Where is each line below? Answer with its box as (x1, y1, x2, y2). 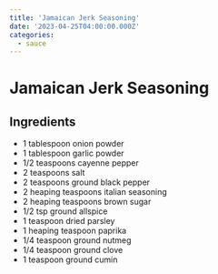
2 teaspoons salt (22, 167, 85, 178)
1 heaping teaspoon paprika (22, 225, 127, 237)
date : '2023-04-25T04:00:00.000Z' (9, 22, 141, 31)
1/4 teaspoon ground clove (22, 245, 124, 256)
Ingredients (9, 114, 76, 129)
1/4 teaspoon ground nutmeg (22, 235, 132, 246)
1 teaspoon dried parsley (22, 216, 115, 227)
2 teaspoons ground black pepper (22, 177, 151, 188)
